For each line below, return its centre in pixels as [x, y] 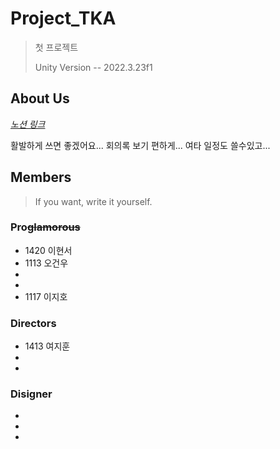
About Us [40, 98]
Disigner [31, 394]
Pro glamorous [45, 227]
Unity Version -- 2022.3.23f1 [93, 67]
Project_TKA [63, 18]
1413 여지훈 [47, 346]
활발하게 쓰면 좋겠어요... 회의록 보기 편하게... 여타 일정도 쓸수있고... [140, 145]
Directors [33, 323]
